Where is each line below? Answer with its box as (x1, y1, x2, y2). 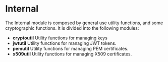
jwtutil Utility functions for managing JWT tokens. (12, 40, 117, 46)
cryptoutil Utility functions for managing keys (12, 35, 107, 41)
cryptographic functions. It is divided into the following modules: (5, 25, 139, 31)
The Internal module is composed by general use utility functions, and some (5, 20, 163, 26)
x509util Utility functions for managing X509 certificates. (12, 51, 132, 57)
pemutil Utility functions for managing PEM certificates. (12, 45, 129, 51)
